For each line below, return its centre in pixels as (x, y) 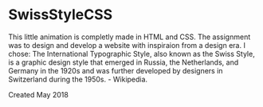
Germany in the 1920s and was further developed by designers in (116, 70)
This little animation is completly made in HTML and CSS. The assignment (130, 37)
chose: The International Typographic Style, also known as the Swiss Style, (131, 53)
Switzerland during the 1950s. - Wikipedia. (78, 79)
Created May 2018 (39, 94)
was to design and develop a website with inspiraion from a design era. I (127, 45)
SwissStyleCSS (61, 15)
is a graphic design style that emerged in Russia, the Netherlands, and (124, 62)
